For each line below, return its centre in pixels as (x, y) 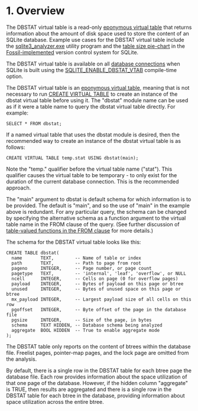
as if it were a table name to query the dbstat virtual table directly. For (91, 106)
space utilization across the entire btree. (55, 402)
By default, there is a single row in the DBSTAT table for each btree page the (99, 370)
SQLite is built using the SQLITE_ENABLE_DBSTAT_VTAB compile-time (92, 70)
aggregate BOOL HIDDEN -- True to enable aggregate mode (86, 330)
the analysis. (22, 359)
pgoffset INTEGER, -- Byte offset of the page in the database (99, 309)
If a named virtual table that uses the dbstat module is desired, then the (93, 135)
